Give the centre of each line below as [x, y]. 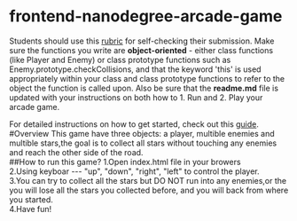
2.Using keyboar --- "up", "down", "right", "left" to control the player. [134, 171]
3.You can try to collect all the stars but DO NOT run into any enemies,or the [148, 180]
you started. [31, 199]
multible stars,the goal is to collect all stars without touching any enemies [143, 143]
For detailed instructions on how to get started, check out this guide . [134, 124]
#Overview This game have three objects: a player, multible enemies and [142, 133]
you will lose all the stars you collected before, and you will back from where [149, 190]
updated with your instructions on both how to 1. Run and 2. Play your [136, 97]
